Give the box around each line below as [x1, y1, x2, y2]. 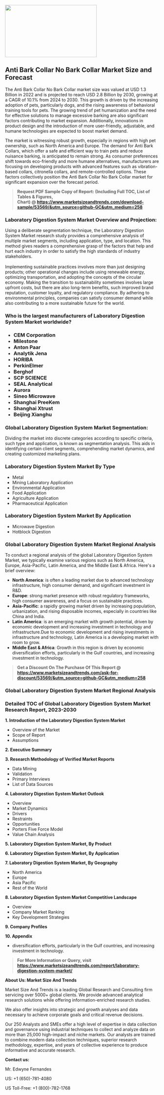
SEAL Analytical [13, 380, 53, 387]
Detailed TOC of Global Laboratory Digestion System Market [5, 700, 151, 707]
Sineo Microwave [13, 393, 56, 400]
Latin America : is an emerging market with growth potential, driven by [12, 619, 154, 625]
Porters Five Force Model [12, 827, 63, 832]
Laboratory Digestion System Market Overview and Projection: [5, 216, 157, 223]
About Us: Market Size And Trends [5, 977, 77, 983]
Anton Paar [13, 344, 41, 351]
